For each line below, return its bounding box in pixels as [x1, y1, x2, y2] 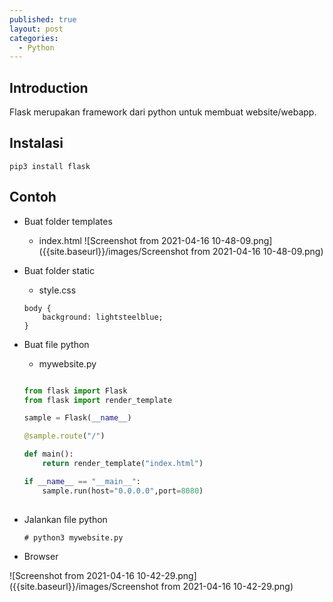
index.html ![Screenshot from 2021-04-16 [38, 234, 210, 246]
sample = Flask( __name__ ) [23, 413, 132, 423]
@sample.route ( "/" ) [23, 431, 106, 441]
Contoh [9, 189, 57, 206]
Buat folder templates [23, 215, 113, 227]
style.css [38, 284, 77, 296]
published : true [9, 14, 77, 25]
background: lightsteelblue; [42, 312, 164, 322]
